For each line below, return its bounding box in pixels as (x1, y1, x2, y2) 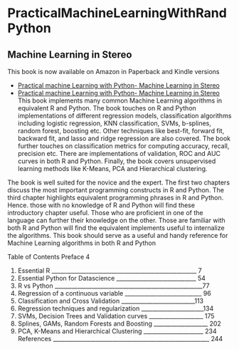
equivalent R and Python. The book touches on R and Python (17, 104, 197, 112)
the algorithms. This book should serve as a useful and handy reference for (7, 231, 228, 239)
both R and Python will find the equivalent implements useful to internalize (7, 224, 225, 232)
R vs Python (17, 281, 53, 290)
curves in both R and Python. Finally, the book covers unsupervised (17, 157, 216, 165)
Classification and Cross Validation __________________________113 (17, 297, 204, 305)
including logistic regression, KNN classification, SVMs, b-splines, (17, 119, 212, 127)
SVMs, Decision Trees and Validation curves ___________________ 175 (17, 312, 215, 320)
